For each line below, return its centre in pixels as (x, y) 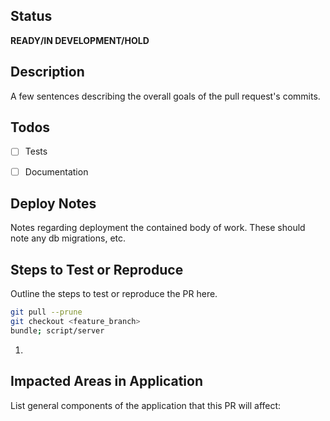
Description (47, 72)
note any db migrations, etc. (68, 238)
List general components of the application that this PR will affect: (146, 405)
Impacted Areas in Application (106, 381)
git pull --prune (46, 312)
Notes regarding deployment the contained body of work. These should (158, 228)
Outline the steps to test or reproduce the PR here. (114, 294)
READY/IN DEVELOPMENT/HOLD (80, 40)
